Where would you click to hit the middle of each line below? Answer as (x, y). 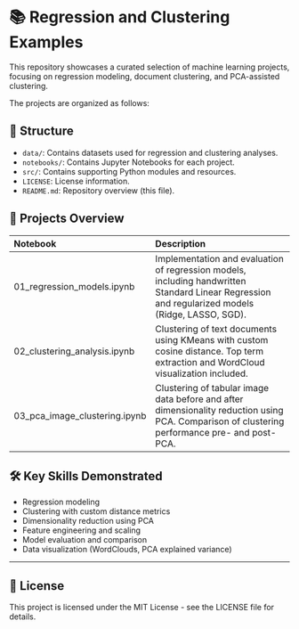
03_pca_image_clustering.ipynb (80, 415)
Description (181, 243)
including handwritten (201, 281)
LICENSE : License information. (76, 181)
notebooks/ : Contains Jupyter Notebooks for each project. (129, 162)
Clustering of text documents (216, 329)
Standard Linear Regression (213, 292)
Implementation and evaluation (220, 258)
